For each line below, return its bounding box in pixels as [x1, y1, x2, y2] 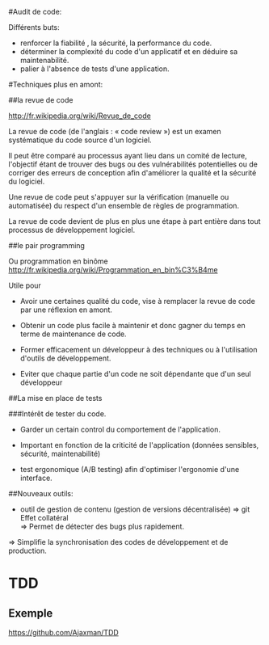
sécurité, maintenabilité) [19, 449, 101, 458]
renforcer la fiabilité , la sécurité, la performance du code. [19, 38, 212, 48]
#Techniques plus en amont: [8, 80, 103, 89]
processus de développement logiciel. [8, 226, 136, 234]
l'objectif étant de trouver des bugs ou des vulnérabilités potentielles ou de [8, 159, 258, 169]
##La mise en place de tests [8, 394, 103, 403]
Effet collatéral [19, 513, 69, 522]
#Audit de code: [8, 7, 62, 16]
